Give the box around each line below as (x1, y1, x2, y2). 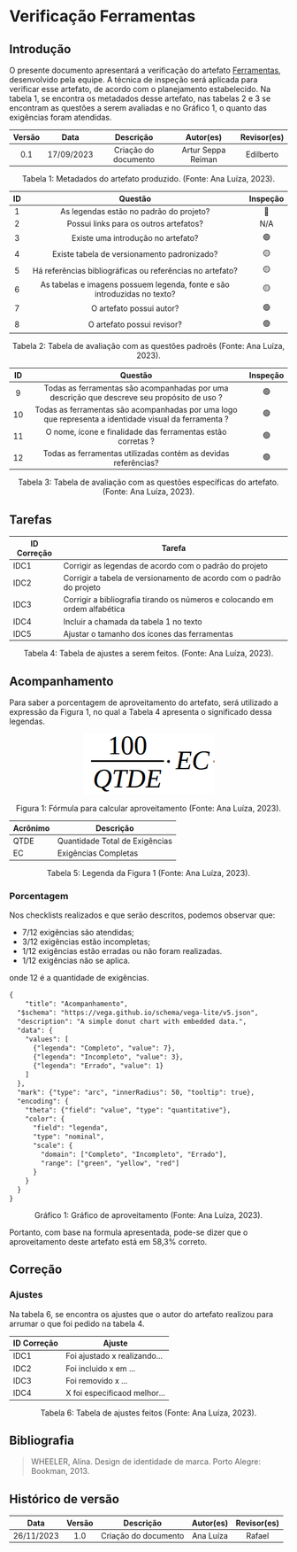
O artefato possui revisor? (88, 319, 183, 330)
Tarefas (9, 512, 53, 527)
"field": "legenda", (32, 1123, 109, 1132)
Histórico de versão (9, 1491, 119, 1507)
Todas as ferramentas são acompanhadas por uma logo (34, 405, 238, 415)
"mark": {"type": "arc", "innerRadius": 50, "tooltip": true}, (17, 1088, 255, 1097)
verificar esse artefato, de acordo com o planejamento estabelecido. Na (9, 84, 271, 94)
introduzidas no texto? (94, 289, 176, 299)
